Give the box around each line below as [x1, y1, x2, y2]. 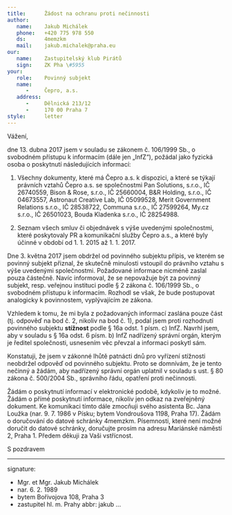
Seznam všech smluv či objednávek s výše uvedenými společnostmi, [17, 223, 214, 232]
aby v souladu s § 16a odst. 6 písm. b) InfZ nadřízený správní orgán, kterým [7, 331, 222, 339]
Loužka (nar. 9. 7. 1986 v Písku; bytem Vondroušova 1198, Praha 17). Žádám [7, 409, 221, 418]
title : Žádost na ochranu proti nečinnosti [7, 10, 150, 17]
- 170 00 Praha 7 [25, 106, 88, 113]
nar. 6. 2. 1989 [17, 485, 58, 494]
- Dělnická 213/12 [25, 100, 91, 107]
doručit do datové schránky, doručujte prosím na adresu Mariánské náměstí [7, 424, 222, 432]
